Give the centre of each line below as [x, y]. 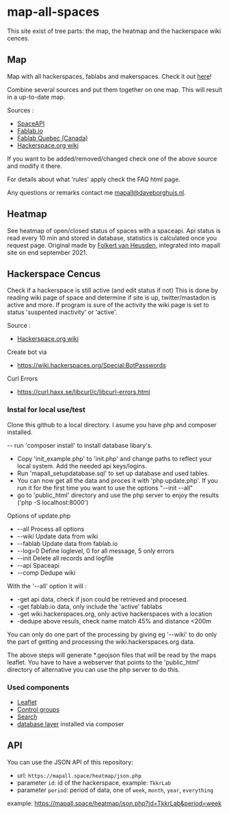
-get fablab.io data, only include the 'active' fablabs [90, 606]
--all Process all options [51, 529]
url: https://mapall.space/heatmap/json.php [79, 775]
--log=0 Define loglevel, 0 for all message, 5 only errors [95, 551]
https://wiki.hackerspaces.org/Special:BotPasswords [91, 366]
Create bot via [27, 352]
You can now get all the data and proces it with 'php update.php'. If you [118, 480]
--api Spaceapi [38, 565]
